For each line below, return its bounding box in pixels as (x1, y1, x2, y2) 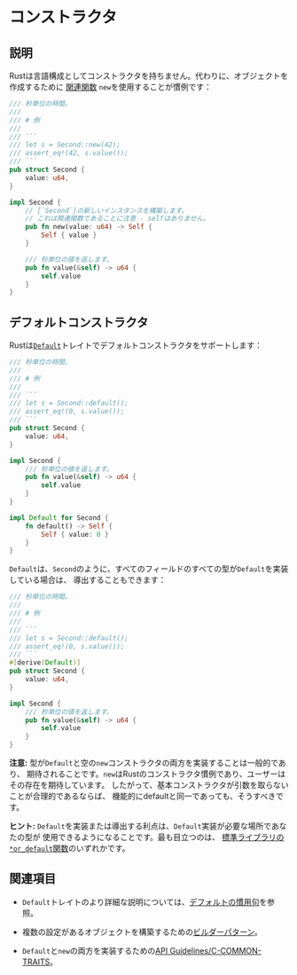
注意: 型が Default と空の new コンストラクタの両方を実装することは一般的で (9, 758, 279, 768)
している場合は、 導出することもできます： (9, 575, 167, 586)
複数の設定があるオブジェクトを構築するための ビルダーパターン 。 (21, 926, 263, 937)
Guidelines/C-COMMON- (169, 945, 262, 955)
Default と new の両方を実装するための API (21, 945, 168, 955)
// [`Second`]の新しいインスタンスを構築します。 (25, 206, 189, 215)
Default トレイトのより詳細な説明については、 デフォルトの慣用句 (21, 896, 260, 907)
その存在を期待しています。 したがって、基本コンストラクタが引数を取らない (9, 780, 289, 790)
